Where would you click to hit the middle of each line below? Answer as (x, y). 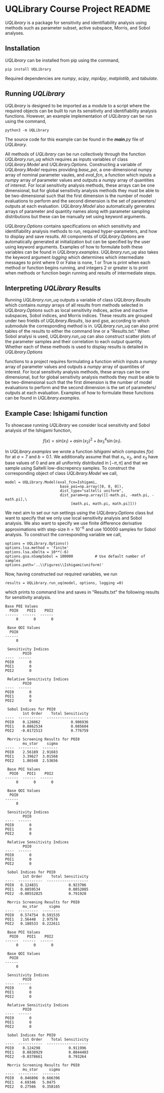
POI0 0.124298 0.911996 (46, 1048)
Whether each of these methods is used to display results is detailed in (77, 347)
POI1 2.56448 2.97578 (31, 919)
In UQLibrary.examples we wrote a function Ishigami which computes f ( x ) (80, 451)
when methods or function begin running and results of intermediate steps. (81, 273)
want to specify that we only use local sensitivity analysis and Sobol (74, 518)
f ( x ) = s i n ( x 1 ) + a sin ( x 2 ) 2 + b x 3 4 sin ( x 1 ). (82, 441)
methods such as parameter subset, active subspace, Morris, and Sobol (78, 27)
